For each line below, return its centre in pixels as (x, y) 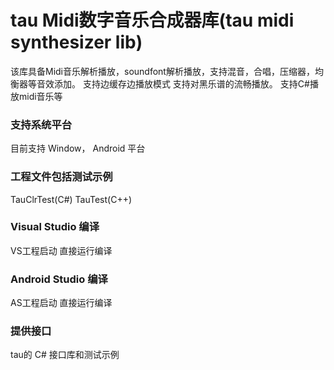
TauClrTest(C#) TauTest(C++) (71, 199)
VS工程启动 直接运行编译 (61, 250)
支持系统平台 (41, 124)
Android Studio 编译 (59, 279)
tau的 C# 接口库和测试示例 (65, 355)
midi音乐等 (40, 96)
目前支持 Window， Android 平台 (78, 148)
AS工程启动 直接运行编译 (61, 303)
